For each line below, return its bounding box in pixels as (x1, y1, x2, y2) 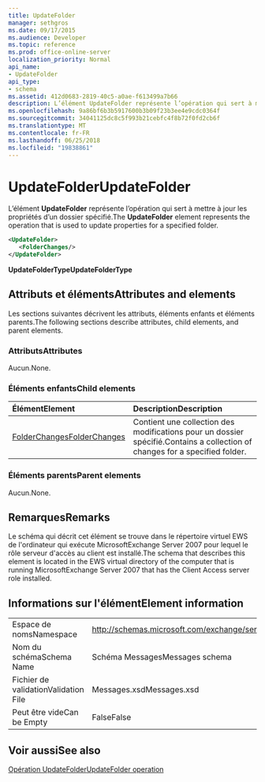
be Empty (12, 716, 48, 727)
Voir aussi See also (8, 743, 101, 757)
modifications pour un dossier (132, 427, 244, 438)
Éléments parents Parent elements (8, 470, 141, 481)
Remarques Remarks (8, 511, 110, 524)
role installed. (8, 573, 53, 583)
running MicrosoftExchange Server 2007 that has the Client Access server (8, 566, 250, 575)
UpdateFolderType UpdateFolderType (8, 265, 132, 274)
